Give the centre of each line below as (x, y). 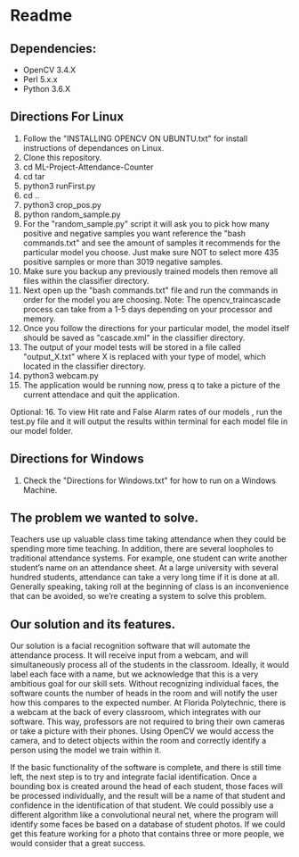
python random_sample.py (72, 214)
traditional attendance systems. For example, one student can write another (149, 558)
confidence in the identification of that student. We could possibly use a (142, 805)
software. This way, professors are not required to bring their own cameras (148, 722)
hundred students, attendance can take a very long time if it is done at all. (145, 578)
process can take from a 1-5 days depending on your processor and (148, 309)
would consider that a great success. (78, 844)
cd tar (34, 176)
